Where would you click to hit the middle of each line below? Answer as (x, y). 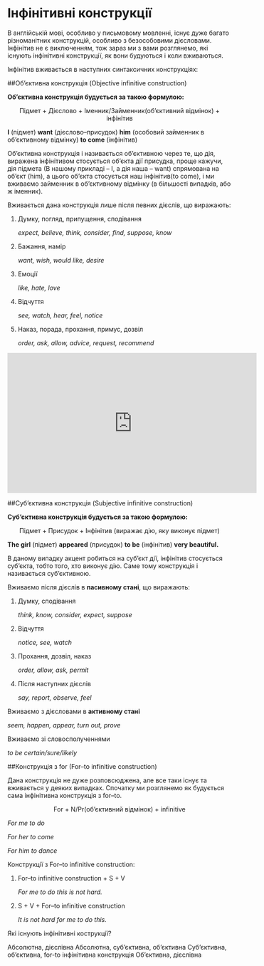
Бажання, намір (42, 246)
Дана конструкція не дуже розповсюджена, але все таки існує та (107, 780)
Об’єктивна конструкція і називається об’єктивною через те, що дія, (111, 153)
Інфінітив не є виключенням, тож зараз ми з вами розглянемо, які (108, 48)
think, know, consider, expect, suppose (75, 614)
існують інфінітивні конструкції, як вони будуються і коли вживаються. (116, 56)
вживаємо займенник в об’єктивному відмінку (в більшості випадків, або (119, 184)
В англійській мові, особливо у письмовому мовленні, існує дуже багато (118, 33)
